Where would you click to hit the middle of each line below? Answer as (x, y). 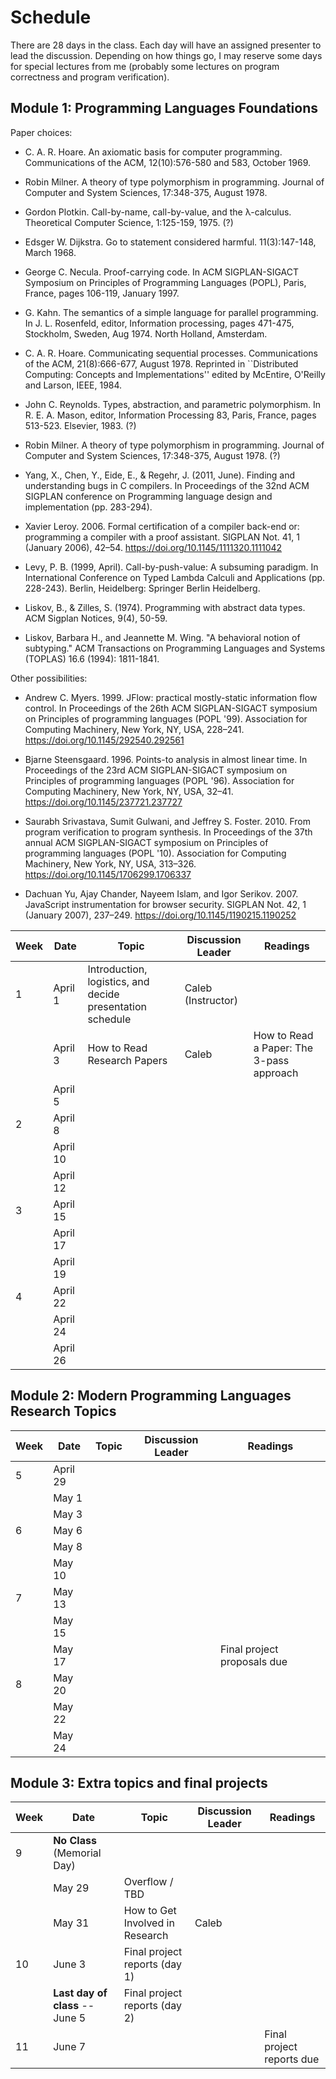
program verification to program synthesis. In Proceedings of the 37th (168, 832)
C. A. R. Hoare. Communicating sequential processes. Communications (171, 353)
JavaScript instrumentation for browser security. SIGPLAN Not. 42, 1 (165, 904)
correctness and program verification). (90, 77)
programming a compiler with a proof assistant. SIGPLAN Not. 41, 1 (162, 537)
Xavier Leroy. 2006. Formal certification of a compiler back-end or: (162, 526)
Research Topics (63, 1411)
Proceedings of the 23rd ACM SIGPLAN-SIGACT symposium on (156, 770)
